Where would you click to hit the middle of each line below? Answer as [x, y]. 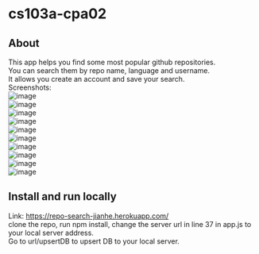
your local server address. [51, 233]
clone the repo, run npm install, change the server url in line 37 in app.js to [130, 224]
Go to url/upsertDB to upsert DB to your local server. [94, 241]
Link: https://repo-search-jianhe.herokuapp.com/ [89, 216]
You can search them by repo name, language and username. [109, 71]
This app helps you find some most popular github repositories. [112, 62]
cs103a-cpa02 [58, 14]
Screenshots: [30, 87]
